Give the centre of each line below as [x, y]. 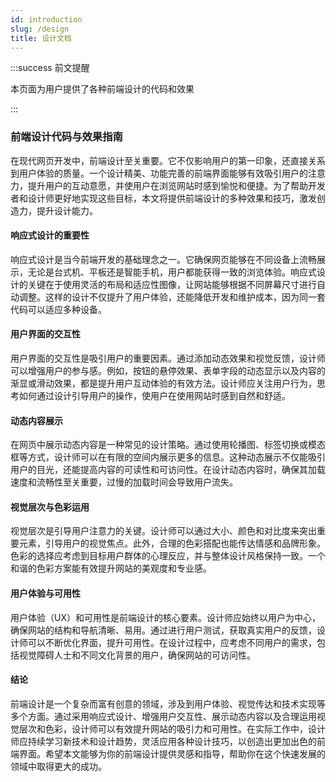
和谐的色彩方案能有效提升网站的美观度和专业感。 [111, 568]
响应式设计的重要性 [50, 235]
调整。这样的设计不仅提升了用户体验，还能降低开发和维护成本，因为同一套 [172, 297]
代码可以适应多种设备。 [58, 309]
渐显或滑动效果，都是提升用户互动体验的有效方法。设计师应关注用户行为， [163, 383]
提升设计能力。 [67, 210]
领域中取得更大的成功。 [58, 766]
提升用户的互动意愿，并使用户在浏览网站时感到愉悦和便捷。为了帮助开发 [176, 185]
